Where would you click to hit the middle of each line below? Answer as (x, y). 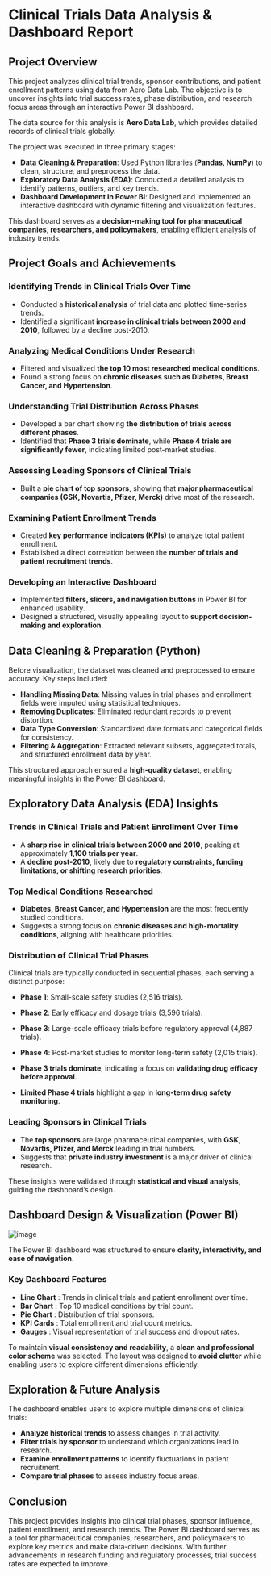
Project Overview (53, 62)
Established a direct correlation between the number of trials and (129, 552)
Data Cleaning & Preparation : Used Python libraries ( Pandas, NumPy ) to (141, 162)
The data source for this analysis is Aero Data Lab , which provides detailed (133, 122)
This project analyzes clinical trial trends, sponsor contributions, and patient (134, 81)
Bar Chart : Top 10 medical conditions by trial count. (106, 1306)
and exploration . (75, 625)
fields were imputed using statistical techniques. (100, 702)
